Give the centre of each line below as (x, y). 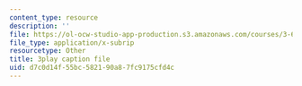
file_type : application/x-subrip (72, 43)
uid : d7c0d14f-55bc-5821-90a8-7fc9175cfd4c (92, 68)
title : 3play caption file (60, 59)
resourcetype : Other (48, 51)
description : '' (40, 26)
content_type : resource (54, 17)
